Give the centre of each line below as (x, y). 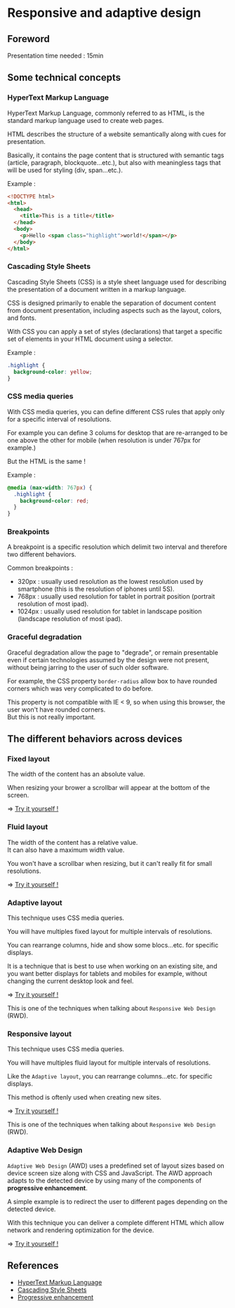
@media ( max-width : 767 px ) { (50, 488)
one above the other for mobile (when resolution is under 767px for (104, 440)
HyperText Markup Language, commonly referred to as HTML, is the (106, 113)
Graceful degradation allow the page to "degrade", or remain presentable (113, 652)
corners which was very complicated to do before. (80, 688)
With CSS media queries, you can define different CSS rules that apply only (116, 411)
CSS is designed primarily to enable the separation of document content (112, 302)
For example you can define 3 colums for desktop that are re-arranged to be (117, 432)
